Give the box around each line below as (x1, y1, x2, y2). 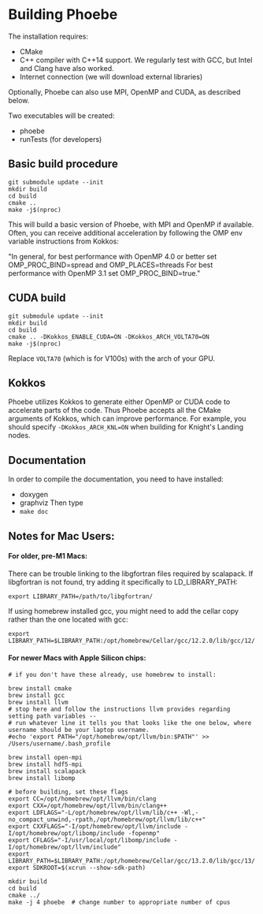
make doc (19, 508, 49, 516)
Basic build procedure (8, 158, 118, 171)
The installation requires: (8, 32, 89, 41)
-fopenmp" (128, 829, 160, 837)
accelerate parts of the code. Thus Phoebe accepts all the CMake (8, 406, 222, 415)
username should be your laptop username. (8, 726, 150, 734)
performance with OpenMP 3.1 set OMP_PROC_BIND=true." (8, 268, 201, 277)
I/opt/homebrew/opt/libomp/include (8, 829, 125, 837)
